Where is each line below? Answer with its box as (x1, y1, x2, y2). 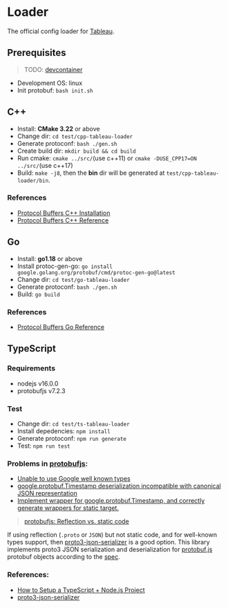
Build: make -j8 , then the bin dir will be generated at (17, 169, 165, 177)
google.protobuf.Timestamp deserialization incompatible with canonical (17, 482, 221, 491)
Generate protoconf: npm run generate (17, 434, 126, 442)
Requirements (7, 363, 56, 373)
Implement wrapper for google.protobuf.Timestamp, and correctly (17, 497, 205, 505)
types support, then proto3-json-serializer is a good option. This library (7, 538, 210, 547)
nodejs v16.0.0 (17, 379, 59, 388)
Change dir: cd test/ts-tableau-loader (17, 419, 130, 428)
